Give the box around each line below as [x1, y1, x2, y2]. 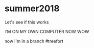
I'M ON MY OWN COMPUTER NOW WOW [4, 28, 89, 34]
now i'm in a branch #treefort [4, 38, 64, 44]
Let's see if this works [4, 19, 49, 25]
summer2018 [4, 3, 60, 14]
